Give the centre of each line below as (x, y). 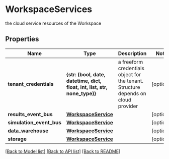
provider (128, 106)
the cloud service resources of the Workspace (53, 23)
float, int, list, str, (87, 87)
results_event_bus (30, 114)
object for (130, 74)
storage (17, 139)
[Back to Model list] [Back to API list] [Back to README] (63, 151)
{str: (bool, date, (86, 74)
